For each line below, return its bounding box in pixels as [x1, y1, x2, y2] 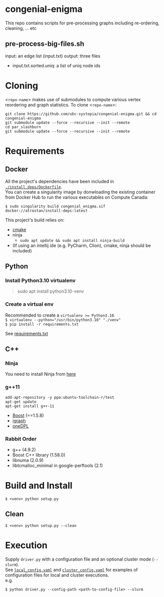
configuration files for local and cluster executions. [5, 572, 109, 578]
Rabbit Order [5, 435, 37, 442]
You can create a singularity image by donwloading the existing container [5, 189, 156, 195]
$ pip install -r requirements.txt [5, 322, 79, 327]
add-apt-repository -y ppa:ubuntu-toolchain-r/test [5, 395, 114, 400]
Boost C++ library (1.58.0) [12, 452, 66, 458]
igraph [12, 417, 26, 424]
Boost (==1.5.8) [12, 412, 44, 418]
